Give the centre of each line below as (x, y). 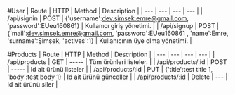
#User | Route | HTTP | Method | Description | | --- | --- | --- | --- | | (105, 11)
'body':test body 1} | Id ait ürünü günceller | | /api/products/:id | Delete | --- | (117, 77)
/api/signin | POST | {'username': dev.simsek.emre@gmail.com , (98, 18)
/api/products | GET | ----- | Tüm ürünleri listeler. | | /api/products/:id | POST (117, 62)
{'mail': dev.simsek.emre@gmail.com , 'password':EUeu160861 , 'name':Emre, (118, 33)
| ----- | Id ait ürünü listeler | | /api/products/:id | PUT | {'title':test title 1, (110, 69)
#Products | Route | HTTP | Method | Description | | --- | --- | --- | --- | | (111, 54)
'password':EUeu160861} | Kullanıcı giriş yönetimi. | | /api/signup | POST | (113, 26)
